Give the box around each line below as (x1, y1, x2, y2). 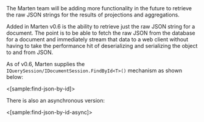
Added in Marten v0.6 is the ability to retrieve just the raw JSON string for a (6, 23, 195, 30)
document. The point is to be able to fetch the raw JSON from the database (6, 29, 195, 36)
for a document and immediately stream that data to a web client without (6, 36, 189, 43)
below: (6, 73, 23, 80)
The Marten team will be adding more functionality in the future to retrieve (6, 5, 192, 12)
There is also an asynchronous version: (6, 97, 105, 104)
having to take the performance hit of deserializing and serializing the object (6, 42, 198, 49)
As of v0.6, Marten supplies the (6, 61, 85, 67)
